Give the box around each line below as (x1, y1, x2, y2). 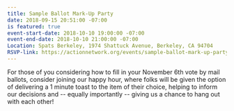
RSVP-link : (7, 49, 39, 56)
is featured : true (7, 23, 61, 30)
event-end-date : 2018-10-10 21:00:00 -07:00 (7, 36, 139, 43)
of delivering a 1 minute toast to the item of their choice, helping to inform (7, 83, 218, 91)
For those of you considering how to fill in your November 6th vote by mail (7, 67, 221, 76)
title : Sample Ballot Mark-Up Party (7, 10, 114, 17)
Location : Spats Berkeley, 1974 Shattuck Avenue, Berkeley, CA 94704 (7, 42, 214, 49)
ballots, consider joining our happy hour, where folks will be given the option (7, 75, 226, 83)
